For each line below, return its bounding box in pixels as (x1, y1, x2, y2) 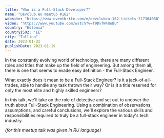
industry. (5, 117, 23, 123)
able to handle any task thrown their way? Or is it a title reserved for (20, 82, 156, 88)
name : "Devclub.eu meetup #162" (5, 12, 71, 17)
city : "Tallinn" (5, 35, 38, 40)
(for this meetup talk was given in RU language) (5, 127, 102, 133)
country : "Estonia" (5, 25, 45, 30)
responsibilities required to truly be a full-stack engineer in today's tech (5, 112, 149, 118)
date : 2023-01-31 (5, 39, 41, 44)
